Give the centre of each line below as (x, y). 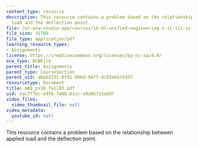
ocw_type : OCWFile (29, 61)
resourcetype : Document (35, 83)
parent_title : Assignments (39, 66)
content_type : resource (35, 11)
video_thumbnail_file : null (46, 105)
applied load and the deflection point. (52, 139)
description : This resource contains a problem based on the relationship (100, 17)
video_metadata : (26, 110)
